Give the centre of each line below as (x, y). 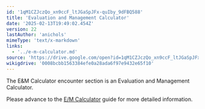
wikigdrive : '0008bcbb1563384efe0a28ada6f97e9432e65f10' (80, 63)
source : (16, 58)
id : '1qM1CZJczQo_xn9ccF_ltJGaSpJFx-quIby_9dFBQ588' (75, 12)
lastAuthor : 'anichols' (37, 35)
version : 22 (21, 29)
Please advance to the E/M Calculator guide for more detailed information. (100, 99)
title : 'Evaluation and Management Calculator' (68, 18)
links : (15, 47)
